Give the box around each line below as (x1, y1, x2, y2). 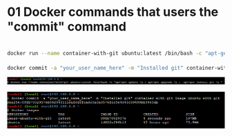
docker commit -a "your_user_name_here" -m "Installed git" (7, 64, 184, 71)
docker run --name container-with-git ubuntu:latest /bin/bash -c (7, 50, 202, 57)
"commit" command (7, 19, 126, 35)
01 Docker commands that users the (7, 4, 219, 20)
